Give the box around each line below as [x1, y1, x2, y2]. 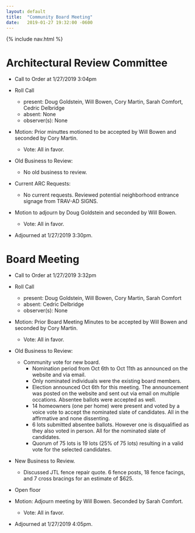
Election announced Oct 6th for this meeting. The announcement [32, 384, 189, 391]
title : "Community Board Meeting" [6, 14, 93, 20]
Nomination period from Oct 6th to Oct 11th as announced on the [32, 365, 188, 372]
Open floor [14, 487, 41, 494]
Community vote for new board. [23, 359, 101, 366]
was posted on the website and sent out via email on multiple [32, 390, 180, 397]
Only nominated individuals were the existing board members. [32, 377, 182, 384]
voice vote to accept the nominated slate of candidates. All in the [32, 409, 189, 416]
